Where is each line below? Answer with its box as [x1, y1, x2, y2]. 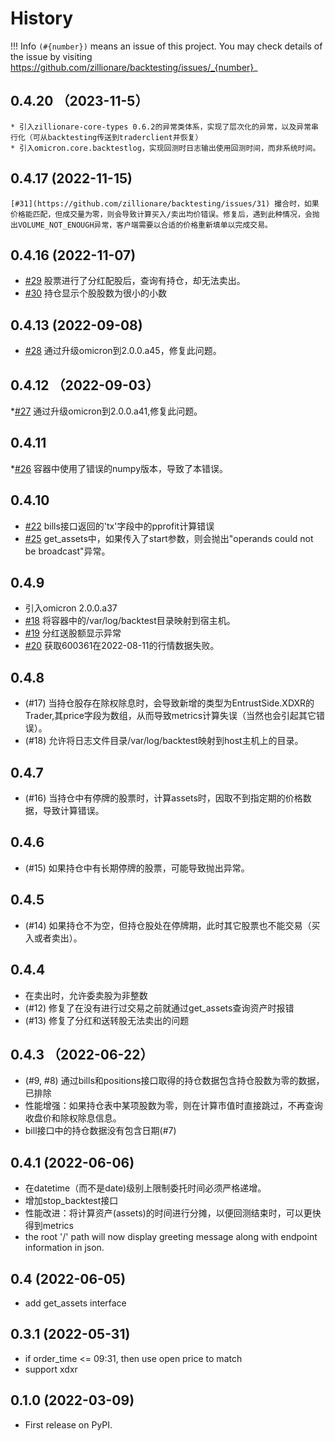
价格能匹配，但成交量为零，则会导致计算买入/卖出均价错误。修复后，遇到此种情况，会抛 [10, 209, 320, 219]
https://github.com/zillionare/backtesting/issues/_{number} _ [10, 61, 258, 73]
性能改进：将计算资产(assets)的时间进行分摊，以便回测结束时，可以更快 [24, 1207, 322, 1219]
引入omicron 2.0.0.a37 [24, 602, 118, 614]
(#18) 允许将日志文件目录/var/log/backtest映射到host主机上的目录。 [24, 735, 304, 747]
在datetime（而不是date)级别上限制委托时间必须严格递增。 [24, 1182, 267, 1194]
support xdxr [24, 1363, 78, 1375]
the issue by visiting [10, 50, 93, 62]
